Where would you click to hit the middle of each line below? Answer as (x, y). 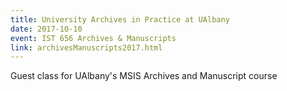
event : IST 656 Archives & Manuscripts (93, 38)
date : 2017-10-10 (46, 29)
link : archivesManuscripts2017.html (86, 47)
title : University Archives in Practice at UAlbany (120, 19)
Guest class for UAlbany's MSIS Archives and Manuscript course (144, 76)
